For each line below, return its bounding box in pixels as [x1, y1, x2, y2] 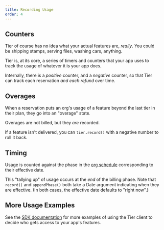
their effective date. [5, 167, 45, 172]
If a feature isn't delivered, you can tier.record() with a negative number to [5, 129, 159, 135]
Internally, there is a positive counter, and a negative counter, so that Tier [5, 72, 153, 79]
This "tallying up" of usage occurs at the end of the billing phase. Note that [5, 176, 156, 182]
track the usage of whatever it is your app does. [5, 63, 102, 69]
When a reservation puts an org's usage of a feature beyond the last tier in [5, 105, 155, 111]
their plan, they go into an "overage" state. [5, 110, 91, 116]
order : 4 [5, 12, 23, 17]
